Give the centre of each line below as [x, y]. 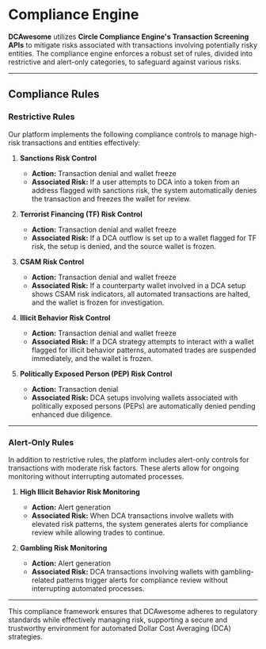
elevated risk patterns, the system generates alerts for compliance [140, 524]
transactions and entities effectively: [81, 142]
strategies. [26, 636]
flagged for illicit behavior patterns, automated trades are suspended [144, 350]
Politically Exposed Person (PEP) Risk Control [96, 374]
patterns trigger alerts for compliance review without [142, 580]
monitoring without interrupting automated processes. [96, 476]
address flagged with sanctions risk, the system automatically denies [144, 190]
